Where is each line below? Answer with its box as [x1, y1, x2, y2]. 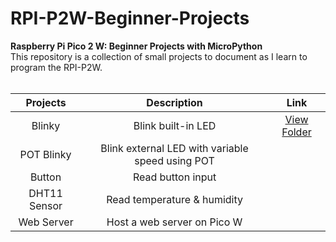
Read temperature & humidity [106, 192, 244, 206]
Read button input [132, 170, 217, 184]
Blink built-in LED [133, 118, 217, 132]
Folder [281, 125, 312, 139]
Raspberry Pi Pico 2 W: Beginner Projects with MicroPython [10, 40, 263, 52]
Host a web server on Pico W [106, 215, 243, 229]
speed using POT [134, 153, 215, 167]
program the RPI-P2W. [10, 61, 103, 73]
